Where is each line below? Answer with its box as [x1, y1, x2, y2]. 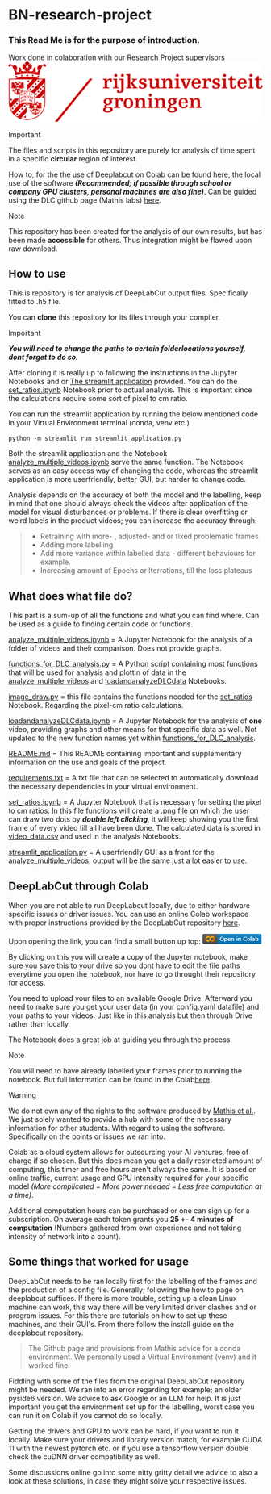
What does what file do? [8, 589, 133, 603]
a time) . [8, 1191, 34, 1200]
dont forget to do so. [8, 353, 79, 362]
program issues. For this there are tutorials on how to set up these [8, 1310, 227, 1320]
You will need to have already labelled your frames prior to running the [8, 1066, 243, 1076]
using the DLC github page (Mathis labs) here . [8, 195, 161, 205]
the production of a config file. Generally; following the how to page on [8, 1285, 244, 1295]
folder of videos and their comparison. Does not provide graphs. [8, 643, 222, 653]
